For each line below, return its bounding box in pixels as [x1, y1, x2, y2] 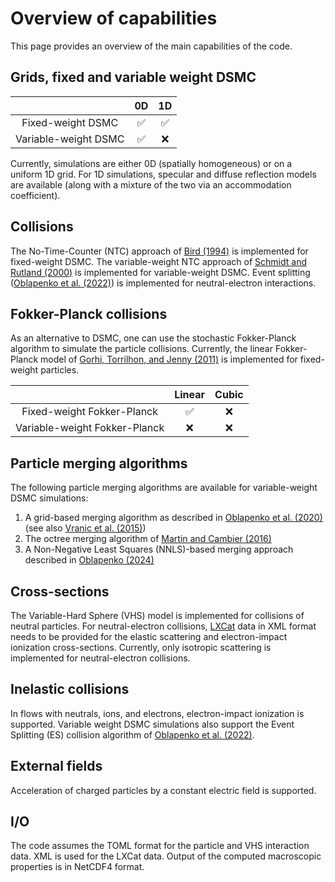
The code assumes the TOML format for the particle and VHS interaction [10, 840, 310, 852]
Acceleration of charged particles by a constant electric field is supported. [10, 784, 317, 796]
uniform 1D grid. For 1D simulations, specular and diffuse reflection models [10, 168, 317, 180]
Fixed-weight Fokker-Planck [21, 405, 159, 419]
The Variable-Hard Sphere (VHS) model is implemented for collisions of [10, 610, 305, 621]
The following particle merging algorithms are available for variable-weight [10, 482, 318, 494]
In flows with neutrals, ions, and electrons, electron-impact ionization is [10, 707, 305, 719]
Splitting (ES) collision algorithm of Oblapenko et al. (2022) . [10, 728, 255, 741]
